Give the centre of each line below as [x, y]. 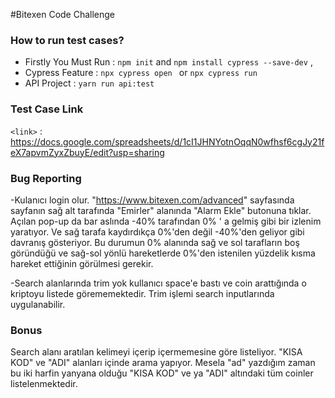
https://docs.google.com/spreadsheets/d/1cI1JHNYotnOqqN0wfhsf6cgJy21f [167, 141]
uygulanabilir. [38, 304]
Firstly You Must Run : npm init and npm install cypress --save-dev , [168, 62]
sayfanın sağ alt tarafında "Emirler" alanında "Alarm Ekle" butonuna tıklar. [161, 210]
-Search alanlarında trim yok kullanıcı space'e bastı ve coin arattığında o [158, 283]
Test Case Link [47, 109]
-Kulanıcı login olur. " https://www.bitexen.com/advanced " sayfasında [152, 200]
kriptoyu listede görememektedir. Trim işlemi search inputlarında [142, 293]
